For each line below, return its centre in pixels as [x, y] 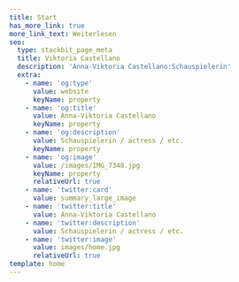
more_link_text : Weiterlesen [63, 34]
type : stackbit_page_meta [65, 50]
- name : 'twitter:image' [71, 240]
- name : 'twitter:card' [69, 190]
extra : [29, 75]
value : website [61, 91]
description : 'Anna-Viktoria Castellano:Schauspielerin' [124, 67]
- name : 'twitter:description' [83, 223]
